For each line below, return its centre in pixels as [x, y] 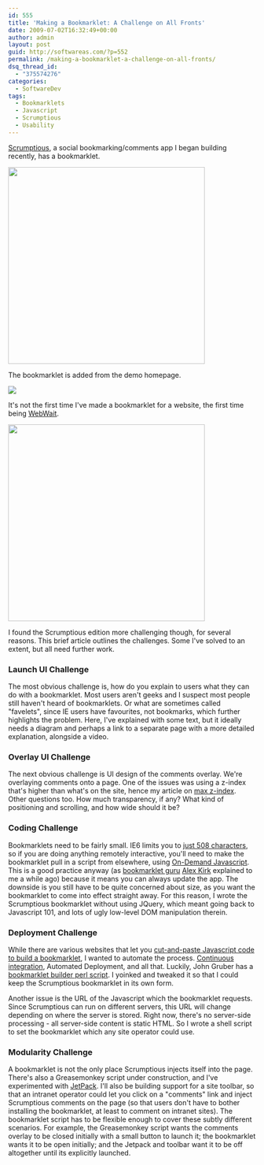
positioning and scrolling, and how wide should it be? [94, 808]
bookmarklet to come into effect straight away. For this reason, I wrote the [128, 895]
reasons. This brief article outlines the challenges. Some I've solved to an [127, 640]
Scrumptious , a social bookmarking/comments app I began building [117, 147]
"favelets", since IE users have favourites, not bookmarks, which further [125, 712]
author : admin [31, 37]
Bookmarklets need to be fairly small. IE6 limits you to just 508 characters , [128, 845]
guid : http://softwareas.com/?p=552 [68, 52]
